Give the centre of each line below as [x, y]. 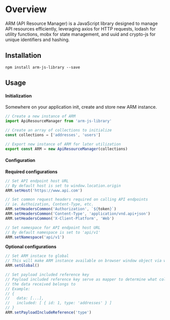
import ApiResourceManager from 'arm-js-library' [59, 121]
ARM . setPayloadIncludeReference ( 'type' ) [49, 313]
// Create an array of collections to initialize [59, 131]
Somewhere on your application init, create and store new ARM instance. [81, 107]
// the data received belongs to [40, 284]
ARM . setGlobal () [22, 266]
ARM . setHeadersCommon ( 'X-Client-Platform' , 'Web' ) [60, 218]
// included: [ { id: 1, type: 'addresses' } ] [59, 303]
